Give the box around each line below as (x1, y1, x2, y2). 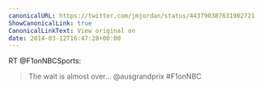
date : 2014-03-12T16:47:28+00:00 (8, 34, 121, 42)
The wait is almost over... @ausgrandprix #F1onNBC (28, 71, 202, 81)
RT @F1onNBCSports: (8, 56, 82, 66)
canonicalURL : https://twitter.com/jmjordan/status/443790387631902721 (8, 11, 255, 20)
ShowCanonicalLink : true (8, 19, 92, 27)
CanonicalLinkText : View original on (8, 26, 136, 34)
